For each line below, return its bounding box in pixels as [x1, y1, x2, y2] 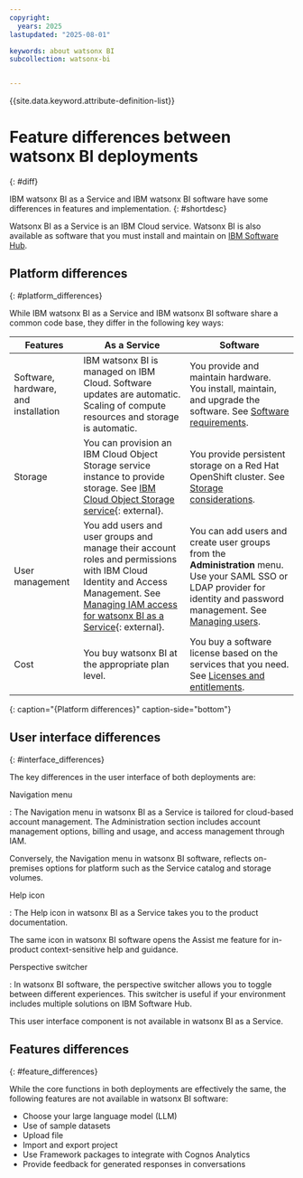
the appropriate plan [83, 657, 170, 670]
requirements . [189, 416, 249, 429]
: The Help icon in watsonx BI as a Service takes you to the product [9, 907, 259, 918]
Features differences [9, 1041, 129, 1058]
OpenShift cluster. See [189, 470, 286, 483]
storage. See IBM [83, 481, 156, 494]
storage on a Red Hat [189, 458, 280, 471]
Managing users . [189, 615, 262, 627]
